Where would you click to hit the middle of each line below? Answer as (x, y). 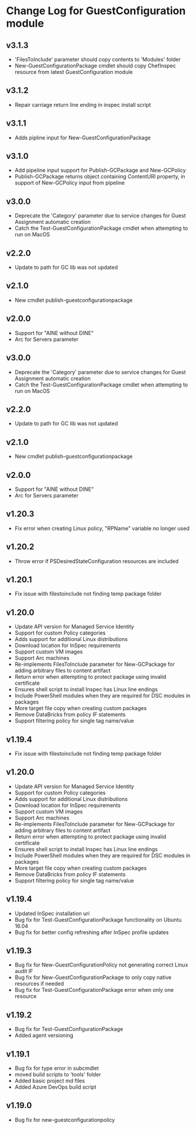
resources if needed (39, 984)
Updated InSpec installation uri (52, 913)
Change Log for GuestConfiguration (96, 11)
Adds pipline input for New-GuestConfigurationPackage (83, 138)
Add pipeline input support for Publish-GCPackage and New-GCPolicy (100, 170)
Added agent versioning (44, 1036)
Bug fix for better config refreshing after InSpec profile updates (92, 932)
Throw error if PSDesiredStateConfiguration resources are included (97, 561)
